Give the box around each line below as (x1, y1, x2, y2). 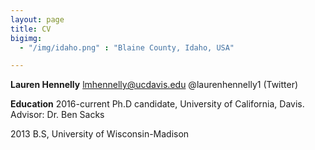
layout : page (10, 14, 65, 25)
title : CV (10, 24, 52, 34)
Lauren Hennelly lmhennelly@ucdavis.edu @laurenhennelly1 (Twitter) (10, 79, 299, 91)
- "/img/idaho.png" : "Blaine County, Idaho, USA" (19, 42, 235, 53)
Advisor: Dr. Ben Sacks (10, 109, 105, 121)
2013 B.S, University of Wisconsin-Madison (10, 128, 190, 140)
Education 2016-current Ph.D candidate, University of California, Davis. (10, 98, 305, 110)
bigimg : (10, 33, 43, 43)
